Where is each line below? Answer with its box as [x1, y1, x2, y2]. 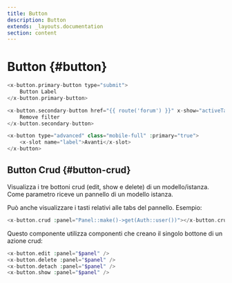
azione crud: [7, 236, 43, 245]
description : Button [7, 17, 67, 23]
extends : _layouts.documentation [7, 23, 104, 30]
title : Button [7, 10, 48, 17]
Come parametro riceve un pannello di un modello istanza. [7, 190, 174, 198]
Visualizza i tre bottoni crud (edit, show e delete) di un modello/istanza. [7, 182, 209, 191]
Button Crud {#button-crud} [7, 164, 131, 176]
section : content [7, 29, 57, 37]
